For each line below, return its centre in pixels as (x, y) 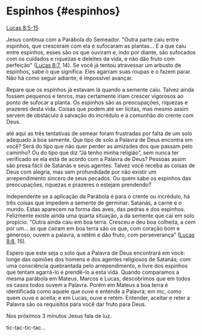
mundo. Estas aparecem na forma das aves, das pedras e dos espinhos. (96, 209)
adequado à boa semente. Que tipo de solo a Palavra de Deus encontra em (99, 139)
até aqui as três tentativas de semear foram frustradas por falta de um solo (99, 133)
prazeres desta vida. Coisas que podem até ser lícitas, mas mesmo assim (97, 109)
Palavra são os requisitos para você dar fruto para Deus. (76, 304)
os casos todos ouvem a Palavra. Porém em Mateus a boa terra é (87, 285)
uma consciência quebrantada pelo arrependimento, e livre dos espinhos (97, 265)
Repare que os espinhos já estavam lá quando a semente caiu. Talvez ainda (100, 89)
